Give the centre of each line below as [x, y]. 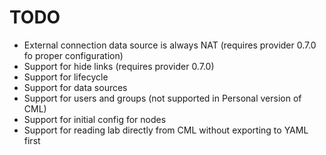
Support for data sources [75, 87]
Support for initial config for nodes [95, 119]
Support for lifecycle [66, 77]
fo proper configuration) [73, 55]
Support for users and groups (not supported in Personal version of [162, 98]
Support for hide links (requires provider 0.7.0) [119, 66]
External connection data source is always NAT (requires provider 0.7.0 [170, 45]
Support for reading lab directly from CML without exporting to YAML [166, 130]
